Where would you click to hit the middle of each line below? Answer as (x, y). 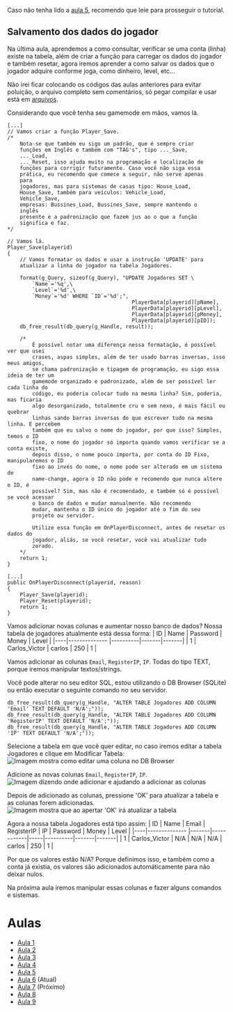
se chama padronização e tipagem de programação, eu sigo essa (126, 369)
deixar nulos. (26, 874)
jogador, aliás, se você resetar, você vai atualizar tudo (120, 540)
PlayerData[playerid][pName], (175, 302)
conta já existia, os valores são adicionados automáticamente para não (109, 866)
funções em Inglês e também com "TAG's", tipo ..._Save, (104, 150)
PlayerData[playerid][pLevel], (177, 308)
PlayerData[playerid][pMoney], (177, 314)
